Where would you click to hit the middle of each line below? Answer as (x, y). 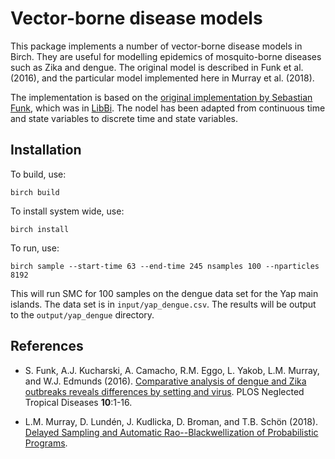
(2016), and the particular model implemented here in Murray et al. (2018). (162, 78)
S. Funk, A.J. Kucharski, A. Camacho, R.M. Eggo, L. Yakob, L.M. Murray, (172, 370)
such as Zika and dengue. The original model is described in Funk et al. (157, 67)
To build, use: (38, 174)
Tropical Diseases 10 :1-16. (78, 402)
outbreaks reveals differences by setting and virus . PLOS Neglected (164, 391)
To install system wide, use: (67, 211)
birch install (40, 229)
